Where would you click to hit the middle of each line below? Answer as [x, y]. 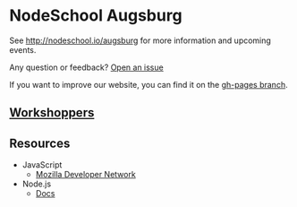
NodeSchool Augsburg [96, 16]
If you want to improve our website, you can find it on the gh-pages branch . [148, 84]
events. [23, 49]
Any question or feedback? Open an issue [86, 67]
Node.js [37, 184]
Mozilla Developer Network [85, 175]
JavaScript [42, 165]
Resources [40, 143]
